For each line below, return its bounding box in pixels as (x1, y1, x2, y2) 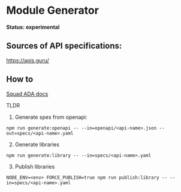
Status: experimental (6, 23, 60, 31)
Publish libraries (14, 163, 55, 170)
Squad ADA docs (6, 90, 49, 97)
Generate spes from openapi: (14, 113, 88, 121)
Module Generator (6, 4, 99, 17)
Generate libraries (14, 140, 60, 148)
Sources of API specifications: (6, 41, 122, 51)
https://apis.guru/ (6, 56, 49, 64)
